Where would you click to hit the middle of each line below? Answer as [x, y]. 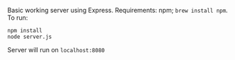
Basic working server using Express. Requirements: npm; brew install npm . [117, 10]
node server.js [30, 37]
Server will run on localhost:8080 [56, 50]
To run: [18, 18]
